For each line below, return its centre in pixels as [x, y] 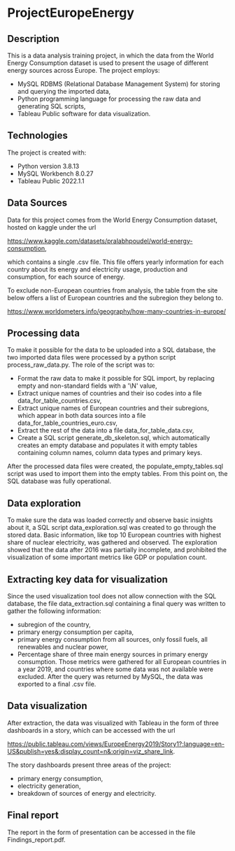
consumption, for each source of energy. [66, 276]
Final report [33, 816]
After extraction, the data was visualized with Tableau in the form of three [113, 723]
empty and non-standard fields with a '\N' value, [87, 386]
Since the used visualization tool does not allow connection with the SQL [112, 596]
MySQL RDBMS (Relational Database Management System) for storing [119, 84]
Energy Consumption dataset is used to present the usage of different [108, 63]
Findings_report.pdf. [36, 839]
